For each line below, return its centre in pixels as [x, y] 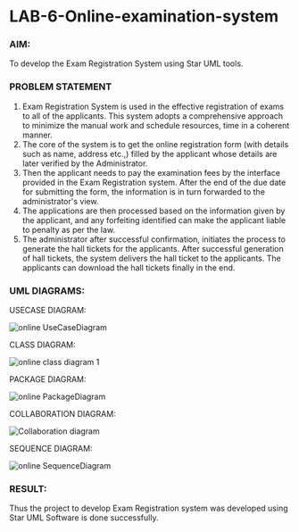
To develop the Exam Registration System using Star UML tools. [126, 63]
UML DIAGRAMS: [47, 290]
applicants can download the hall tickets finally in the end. [129, 267]
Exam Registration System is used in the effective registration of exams [153, 106]
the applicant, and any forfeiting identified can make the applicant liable [154, 220]
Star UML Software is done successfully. [84, 518]
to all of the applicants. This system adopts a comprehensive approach [153, 116]
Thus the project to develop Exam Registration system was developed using [149, 508]
